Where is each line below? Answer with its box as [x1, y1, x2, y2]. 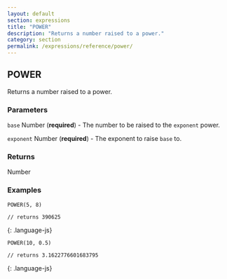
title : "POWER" [7, 23, 52, 30]
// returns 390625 [7, 213, 61, 221]
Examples [7, 185, 42, 195]
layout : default [7, 10, 55, 18]
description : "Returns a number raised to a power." [7, 29, 165, 37]
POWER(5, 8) [7, 201, 42, 208]
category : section [7, 36, 61, 43]
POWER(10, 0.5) [7, 239, 52, 246]
